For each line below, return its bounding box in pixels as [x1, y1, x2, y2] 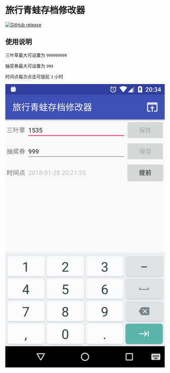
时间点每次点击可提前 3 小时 [5, 73, 64, 79]
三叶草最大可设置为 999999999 [5, 52, 67, 58]
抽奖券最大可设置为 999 [5, 63, 54, 69]
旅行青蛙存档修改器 [5, 5, 86, 16]
